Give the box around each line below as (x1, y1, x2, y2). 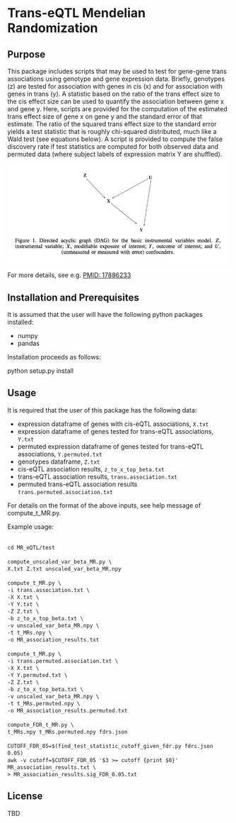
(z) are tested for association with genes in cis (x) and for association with (7, 82, 223, 90)
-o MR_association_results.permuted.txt (7, 707, 129, 714)
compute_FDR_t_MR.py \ (7, 721, 74, 728)
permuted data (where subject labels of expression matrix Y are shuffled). (7, 150, 223, 158)
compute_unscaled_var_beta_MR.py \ (7, 558, 112, 565)
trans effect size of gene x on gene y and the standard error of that (7, 112, 203, 121)
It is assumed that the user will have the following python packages (7, 310, 203, 319)
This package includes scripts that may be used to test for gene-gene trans (7, 67, 228, 75)
